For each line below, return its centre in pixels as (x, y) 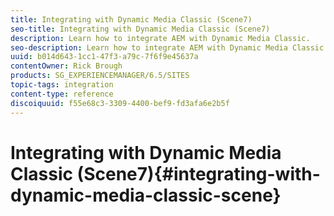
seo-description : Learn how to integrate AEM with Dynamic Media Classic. (169, 47)
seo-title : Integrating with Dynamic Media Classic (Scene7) (140, 29)
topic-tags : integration (62, 85)
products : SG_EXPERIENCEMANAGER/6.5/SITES (100, 76)
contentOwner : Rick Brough (66, 66)
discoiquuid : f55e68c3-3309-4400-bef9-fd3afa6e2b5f (120, 103)
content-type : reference (62, 94)
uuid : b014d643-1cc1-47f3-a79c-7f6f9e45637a (104, 57)
